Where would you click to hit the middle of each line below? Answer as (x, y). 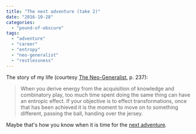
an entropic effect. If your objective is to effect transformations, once (104, 101)
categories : (20, 22)
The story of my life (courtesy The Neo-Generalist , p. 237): (77, 77)
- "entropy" (26, 50)
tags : (13, 33)
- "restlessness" (32, 60)
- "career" (25, 44)
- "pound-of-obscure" (38, 28)
